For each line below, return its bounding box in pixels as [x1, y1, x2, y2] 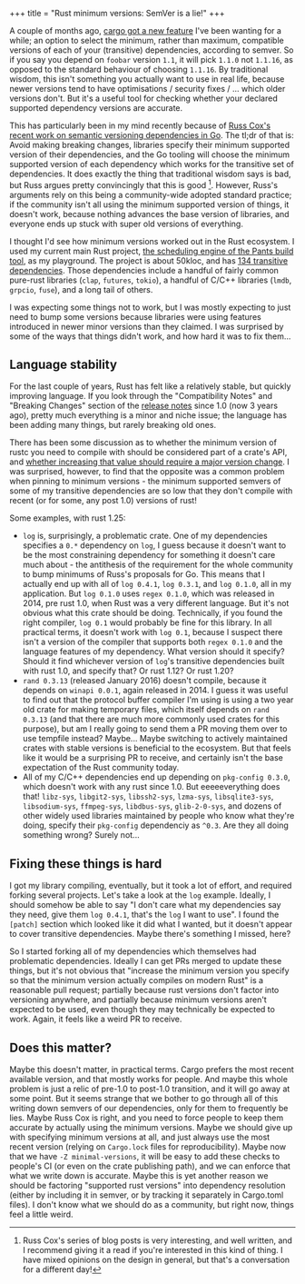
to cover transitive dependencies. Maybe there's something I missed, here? [9, 929, 291, 940]
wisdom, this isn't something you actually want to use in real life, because [9, 74, 285, 85]
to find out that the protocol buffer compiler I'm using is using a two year [22, 694, 294, 705]
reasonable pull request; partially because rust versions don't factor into [9, 985, 280, 996]
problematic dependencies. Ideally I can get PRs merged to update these [9, 956, 282, 967]
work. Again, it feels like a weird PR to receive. [9, 1013, 182, 1025]
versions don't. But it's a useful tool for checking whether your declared [9, 93, 279, 104]
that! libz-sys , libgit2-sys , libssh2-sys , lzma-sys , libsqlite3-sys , [22, 791, 274, 802]
